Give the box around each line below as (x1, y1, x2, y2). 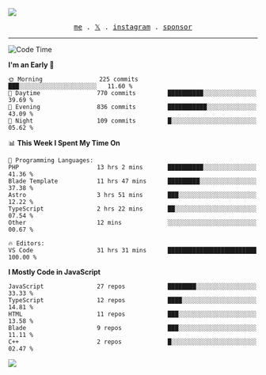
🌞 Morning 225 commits (8, 75, 139, 83)
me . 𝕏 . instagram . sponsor (74, 23, 192, 31)
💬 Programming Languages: (8, 157, 93, 165)
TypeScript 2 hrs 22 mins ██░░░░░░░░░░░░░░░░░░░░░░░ (8, 205, 257, 213)
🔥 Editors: (8, 240, 45, 248)
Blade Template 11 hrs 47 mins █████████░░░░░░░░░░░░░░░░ (8, 177, 257, 185)
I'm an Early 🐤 (8, 60, 55, 70)
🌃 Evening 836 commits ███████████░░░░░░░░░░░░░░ (8, 103, 257, 111)
